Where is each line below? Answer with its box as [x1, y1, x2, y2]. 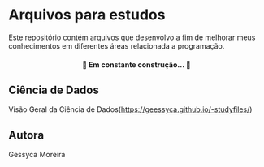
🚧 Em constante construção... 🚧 [82, 59, 191, 70]
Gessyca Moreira [8, 150, 66, 160]
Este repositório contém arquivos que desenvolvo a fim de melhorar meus [8, 32, 256, 42]
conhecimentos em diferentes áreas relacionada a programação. [8, 41, 225, 50]
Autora [8, 128, 45, 142]
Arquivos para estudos [8, 6, 166, 24]
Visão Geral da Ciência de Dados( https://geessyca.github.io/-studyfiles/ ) [8, 105, 253, 114]
